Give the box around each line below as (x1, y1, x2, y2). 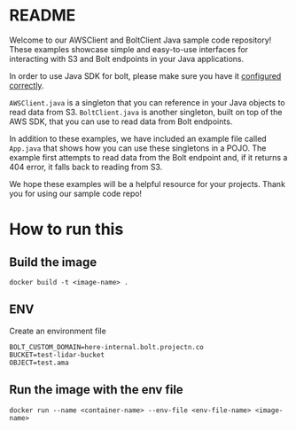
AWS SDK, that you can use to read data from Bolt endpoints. (9, 116, 233, 127)
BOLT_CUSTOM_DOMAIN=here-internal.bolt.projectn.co (9, 342, 204, 351)
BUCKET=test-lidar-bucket (9, 350, 105, 359)
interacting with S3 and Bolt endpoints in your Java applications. (9, 53, 245, 64)
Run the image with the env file (9, 382, 183, 397)
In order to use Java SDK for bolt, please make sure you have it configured (9, 70, 282, 81)
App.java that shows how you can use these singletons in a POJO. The (9, 143, 267, 153)
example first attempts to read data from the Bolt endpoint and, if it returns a (9, 152, 288, 162)
